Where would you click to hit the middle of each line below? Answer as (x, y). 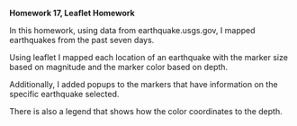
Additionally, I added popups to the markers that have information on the (144, 84)
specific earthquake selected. (64, 94)
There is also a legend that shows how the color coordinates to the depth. (146, 111)
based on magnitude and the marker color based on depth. (118, 67)
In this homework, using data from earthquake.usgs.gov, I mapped (132, 30)
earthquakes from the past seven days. (82, 40)
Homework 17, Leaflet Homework (72, 13)
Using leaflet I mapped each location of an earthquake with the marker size (148, 57)
